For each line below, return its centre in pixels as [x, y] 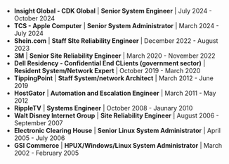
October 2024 [34, 18]
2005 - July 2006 [39, 138]
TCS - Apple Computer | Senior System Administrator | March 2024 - [116, 26]
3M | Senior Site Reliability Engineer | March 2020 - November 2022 [115, 56]
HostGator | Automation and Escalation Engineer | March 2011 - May [115, 93]
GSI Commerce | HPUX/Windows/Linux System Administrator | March [118, 145]
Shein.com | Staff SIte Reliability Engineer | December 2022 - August [116, 41]
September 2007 [38, 123]
